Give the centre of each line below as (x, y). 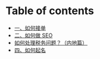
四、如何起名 (30, 50)
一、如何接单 (30, 28)
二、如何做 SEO (33, 35)
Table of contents (50, 11)
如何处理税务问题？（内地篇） (51, 42)
